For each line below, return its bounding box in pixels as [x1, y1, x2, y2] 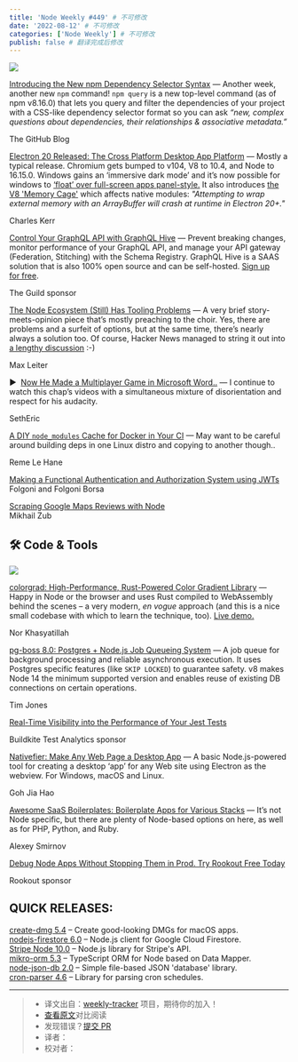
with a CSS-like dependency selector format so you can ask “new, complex [9, 108, 285, 118]
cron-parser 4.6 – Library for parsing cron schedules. [9, 971, 204, 982]
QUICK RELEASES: [9, 901, 114, 916]
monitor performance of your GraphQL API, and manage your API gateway [9, 242, 281, 253]
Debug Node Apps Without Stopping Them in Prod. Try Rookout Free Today [9, 858, 286, 869]
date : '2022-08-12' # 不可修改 [9, 21, 120, 30]
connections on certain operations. [9, 683, 137, 693]
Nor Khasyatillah [9, 627, 69, 638]
